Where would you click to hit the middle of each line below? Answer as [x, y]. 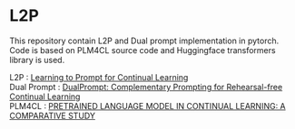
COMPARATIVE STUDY [52, 115]
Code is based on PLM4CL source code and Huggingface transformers [143, 50]
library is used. [37, 60]
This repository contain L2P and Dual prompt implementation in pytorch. [144, 41]
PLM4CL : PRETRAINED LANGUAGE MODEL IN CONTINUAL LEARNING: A [147, 106]
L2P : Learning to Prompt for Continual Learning [99, 77]
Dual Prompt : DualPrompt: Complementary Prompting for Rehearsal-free [146, 87]
